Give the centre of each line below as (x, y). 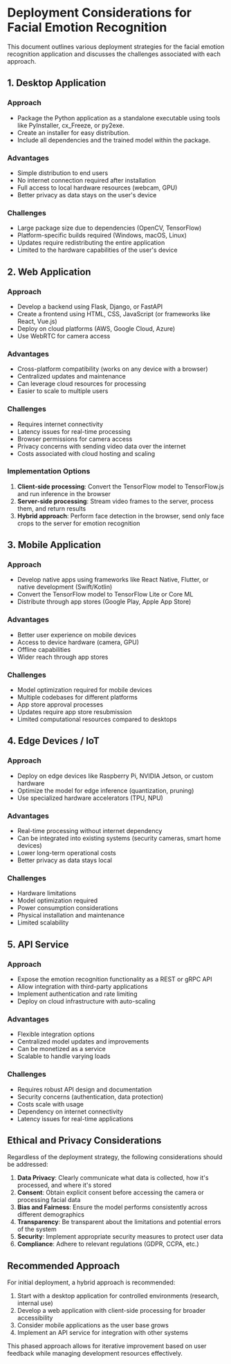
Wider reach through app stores (63, 657)
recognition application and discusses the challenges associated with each (114, 54)
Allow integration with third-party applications (82, 987)
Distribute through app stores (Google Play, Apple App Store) (104, 602)
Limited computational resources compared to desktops (97, 719)
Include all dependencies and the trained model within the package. (114, 140)
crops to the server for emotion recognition (78, 523)
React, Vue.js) (37, 321)
